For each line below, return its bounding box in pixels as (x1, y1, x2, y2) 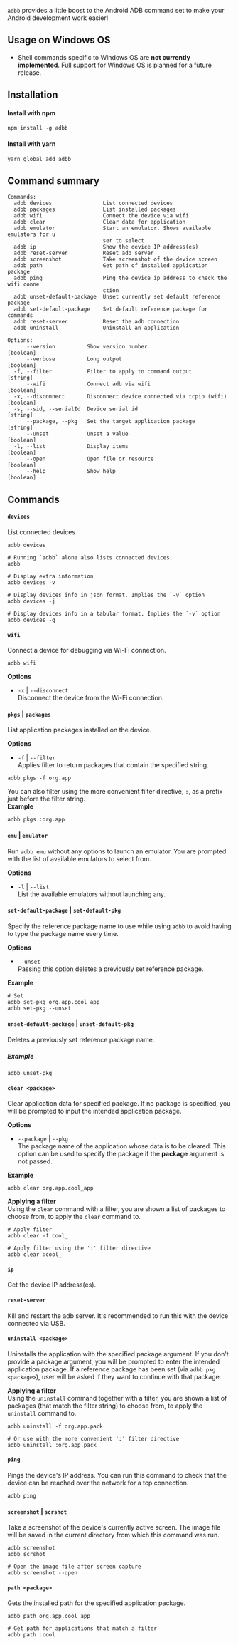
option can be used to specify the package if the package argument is (17, 1150, 225, 1158)
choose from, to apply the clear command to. (7, 1213, 141, 1221)
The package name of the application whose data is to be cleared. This (17, 1142, 226, 1151)
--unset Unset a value (26, 430, 129, 437)
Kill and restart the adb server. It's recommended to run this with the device (7, 1311, 229, 1320)
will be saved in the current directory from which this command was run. (7, 1531, 220, 1540)
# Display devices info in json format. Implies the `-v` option (7, 591, 205, 599)
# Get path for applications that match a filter (7, 1625, 158, 1632)
